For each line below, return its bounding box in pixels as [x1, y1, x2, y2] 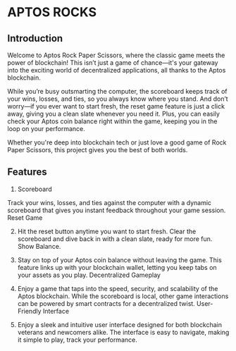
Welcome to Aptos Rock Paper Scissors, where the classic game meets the [7, 51, 225, 59]
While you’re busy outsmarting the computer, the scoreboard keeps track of [7, 87, 228, 95]
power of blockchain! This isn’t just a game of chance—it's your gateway [7, 58, 218, 67]
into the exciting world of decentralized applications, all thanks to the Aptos [7, 66, 226, 74]
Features [7, 166, 47, 178]
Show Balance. [17, 242, 61, 250]
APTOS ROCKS [7, 4, 97, 20]
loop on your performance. [7, 125, 86, 133]
